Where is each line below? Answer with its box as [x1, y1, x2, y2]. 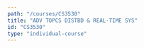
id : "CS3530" [7, 23, 46, 30]
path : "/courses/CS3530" [7, 10, 81, 18]
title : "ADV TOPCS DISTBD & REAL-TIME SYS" [7, 17, 138, 24]
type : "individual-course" [7, 30, 87, 37]
